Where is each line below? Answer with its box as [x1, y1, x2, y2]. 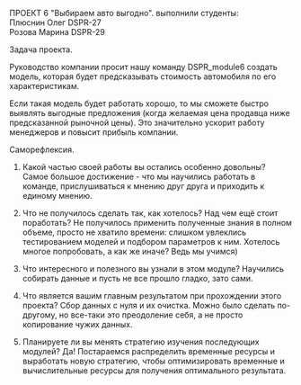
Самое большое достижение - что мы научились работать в [22, 171, 256, 182]
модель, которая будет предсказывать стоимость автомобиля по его [9, 71, 277, 82]
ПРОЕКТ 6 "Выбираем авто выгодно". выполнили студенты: [9, 8, 240, 18]
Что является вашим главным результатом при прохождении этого [22, 291, 282, 300]
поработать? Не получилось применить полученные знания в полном [22, 218, 292, 228]
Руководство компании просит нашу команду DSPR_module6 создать [9, 62, 279, 72]
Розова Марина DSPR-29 [9, 27, 105, 37]
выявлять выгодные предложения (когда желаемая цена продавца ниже [9, 108, 290, 118]
